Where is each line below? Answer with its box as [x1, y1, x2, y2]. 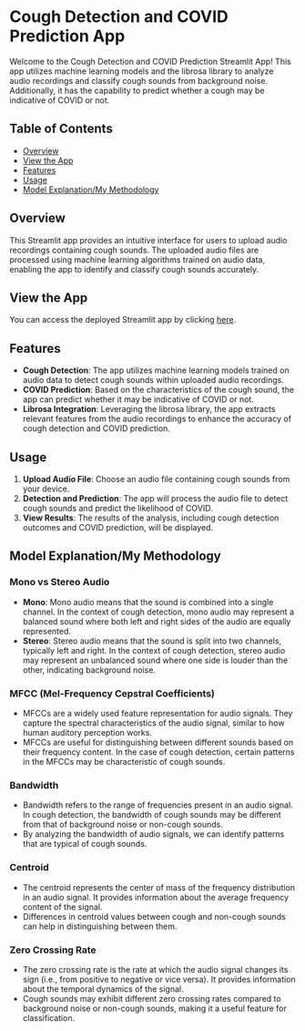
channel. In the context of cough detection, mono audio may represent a [22, 606, 294, 617]
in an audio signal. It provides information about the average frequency [22, 892, 290, 902]
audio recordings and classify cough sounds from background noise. [9, 75, 269, 86]
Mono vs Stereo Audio [9, 576, 110, 589]
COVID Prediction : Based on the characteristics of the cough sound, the [22, 385, 294, 396]
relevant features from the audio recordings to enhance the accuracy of [22, 413, 292, 425]
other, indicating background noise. [22, 664, 157, 675]
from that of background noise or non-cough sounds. [22, 819, 223, 830]
